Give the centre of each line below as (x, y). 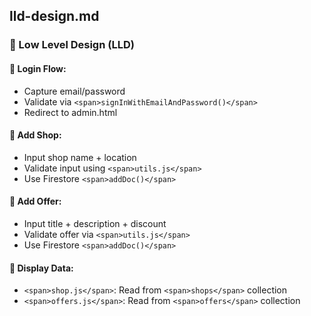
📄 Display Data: (41, 268)
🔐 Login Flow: (38, 68)
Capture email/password (74, 91)
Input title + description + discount (95, 223)
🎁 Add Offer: (35, 201)
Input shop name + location (80, 157)
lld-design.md (54, 16)
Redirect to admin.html (70, 112)
